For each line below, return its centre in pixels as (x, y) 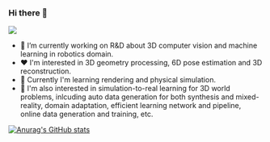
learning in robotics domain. (67, 54)
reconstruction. (45, 71)
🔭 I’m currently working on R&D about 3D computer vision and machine (139, 46)
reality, (31, 106)
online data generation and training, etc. (86, 114)
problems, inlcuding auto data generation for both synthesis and (127, 97)
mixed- (247, 97)
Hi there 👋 (28, 13)
